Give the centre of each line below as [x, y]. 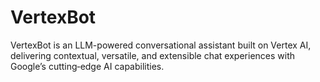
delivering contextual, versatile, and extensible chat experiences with [153, 55]
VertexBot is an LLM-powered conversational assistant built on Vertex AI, [161, 45]
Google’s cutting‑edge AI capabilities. [87, 66]
